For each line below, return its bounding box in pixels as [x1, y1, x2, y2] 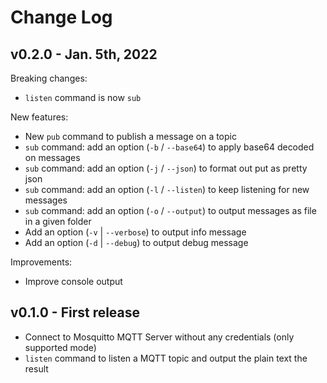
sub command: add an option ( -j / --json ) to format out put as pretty [24, 162, 308, 174]
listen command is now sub [24, 92, 142, 103]
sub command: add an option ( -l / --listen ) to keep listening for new [24, 184, 310, 195]
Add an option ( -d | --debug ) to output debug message [24, 237, 249, 248]
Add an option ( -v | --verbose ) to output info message [24, 226, 247, 238]
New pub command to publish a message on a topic [24, 131, 237, 142]
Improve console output [24, 276, 123, 287]
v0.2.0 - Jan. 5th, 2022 [10, 46, 158, 63]
